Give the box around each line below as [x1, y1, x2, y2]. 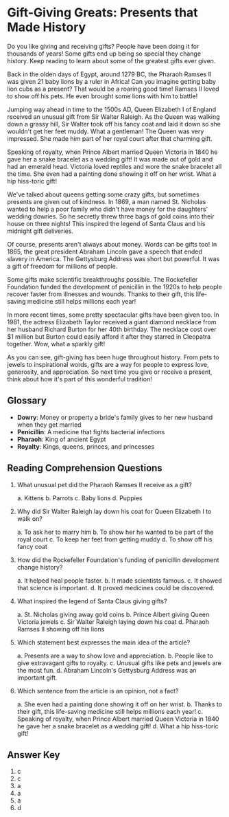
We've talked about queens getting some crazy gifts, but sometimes [7, 190, 200, 199]
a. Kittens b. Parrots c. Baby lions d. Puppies [16, 493, 143, 502]
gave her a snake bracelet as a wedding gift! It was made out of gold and [7, 155, 213, 163]
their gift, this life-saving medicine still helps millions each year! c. [16, 707, 204, 715]
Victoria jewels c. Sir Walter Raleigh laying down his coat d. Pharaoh [16, 617, 209, 626]
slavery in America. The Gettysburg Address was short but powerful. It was [7, 254, 220, 262]
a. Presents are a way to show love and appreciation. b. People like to [16, 651, 214, 660]
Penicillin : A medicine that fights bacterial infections [16, 427, 165, 436]
